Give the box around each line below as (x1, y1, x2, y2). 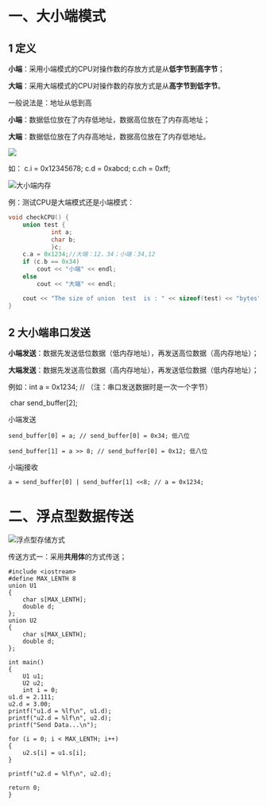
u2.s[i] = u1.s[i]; (22, 749, 87, 757)
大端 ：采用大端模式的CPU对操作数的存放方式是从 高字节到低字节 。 (8, 81, 225, 90)
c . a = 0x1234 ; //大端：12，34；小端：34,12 (22, 250, 156, 259)
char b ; (50, 236, 77, 244)
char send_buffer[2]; (10, 398, 78, 408)
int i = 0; (22, 687, 59, 694)
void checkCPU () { (8, 213, 69, 221)
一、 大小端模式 (8, 7, 106, 25)
